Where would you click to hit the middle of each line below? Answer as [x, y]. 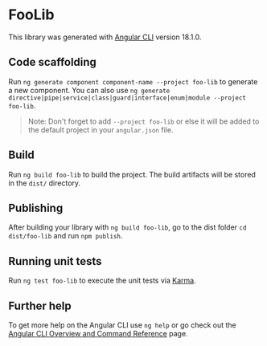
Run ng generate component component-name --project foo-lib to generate [133, 81]
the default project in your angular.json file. [101, 129]
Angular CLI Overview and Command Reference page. [98, 334]
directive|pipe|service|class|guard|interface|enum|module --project [127, 98]
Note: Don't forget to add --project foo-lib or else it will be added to [144, 121]
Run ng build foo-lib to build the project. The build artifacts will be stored [132, 174]
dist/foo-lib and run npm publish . [66, 236]
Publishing [36, 208]
